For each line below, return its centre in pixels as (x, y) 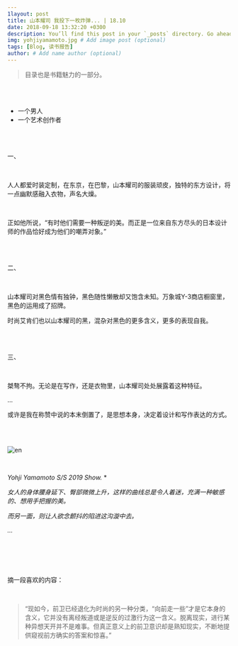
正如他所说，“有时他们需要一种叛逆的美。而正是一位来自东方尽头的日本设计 (118, 222)
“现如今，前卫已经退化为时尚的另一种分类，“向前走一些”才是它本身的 (125, 608)
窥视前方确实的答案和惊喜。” (71, 635)
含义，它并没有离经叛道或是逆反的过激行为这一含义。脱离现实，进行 (124, 617)
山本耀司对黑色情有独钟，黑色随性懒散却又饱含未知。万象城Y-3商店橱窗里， (118, 296)
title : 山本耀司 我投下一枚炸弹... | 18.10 (67, 21)
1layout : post (28, 14)
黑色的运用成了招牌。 (38, 305)
